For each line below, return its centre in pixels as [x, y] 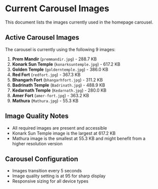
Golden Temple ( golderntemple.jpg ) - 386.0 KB [60, 69]
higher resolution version [37, 143]
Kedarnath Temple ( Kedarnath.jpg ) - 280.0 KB [59, 90]
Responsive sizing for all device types [50, 181]
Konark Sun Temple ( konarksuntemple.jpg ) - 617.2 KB [66, 64]
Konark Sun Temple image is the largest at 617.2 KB [64, 133]
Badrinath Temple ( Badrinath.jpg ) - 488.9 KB [58, 85]
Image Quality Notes [37, 116]
